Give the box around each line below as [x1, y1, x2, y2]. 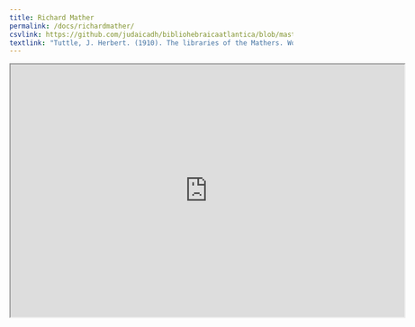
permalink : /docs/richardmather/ [9, 22, 135, 31]
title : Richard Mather [9, 13, 95, 22]
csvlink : [9, 30, 42, 39]
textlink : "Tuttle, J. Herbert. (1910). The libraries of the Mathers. [9, 38, 284, 48]
